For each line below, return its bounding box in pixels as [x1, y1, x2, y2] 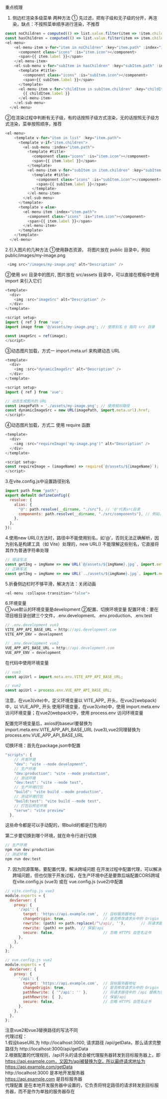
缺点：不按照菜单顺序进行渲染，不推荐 [21, 21, 100, 27]
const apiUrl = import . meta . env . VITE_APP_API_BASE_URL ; [5, 674, 123, 679]
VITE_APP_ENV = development [5, 632, 64, 637]
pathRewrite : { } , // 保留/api [23, 995, 126, 1000]
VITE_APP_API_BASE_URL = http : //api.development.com [5, 627, 117, 633]
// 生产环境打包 [14, 785, 43, 790]
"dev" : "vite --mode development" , [14, 761, 88, 767]
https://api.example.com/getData [5, 1064, 73, 1070]
